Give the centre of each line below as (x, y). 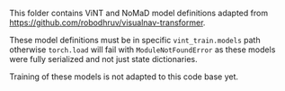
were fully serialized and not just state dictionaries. (103, 59)
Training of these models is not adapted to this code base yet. (124, 77)
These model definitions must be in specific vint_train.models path (135, 40)
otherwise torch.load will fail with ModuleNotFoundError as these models (142, 50)
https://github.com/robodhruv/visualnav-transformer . (107, 23)
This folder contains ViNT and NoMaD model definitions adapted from (138, 13)
